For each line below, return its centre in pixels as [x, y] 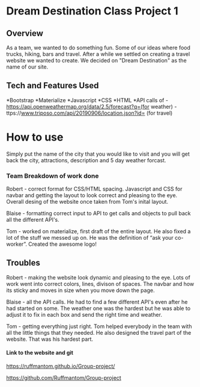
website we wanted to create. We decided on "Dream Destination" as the [97, 60]
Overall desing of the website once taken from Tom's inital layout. [87, 202]
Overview [25, 33]
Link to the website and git [40, 353]
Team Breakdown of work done [53, 175]
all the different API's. [33, 220]
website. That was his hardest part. [50, 339]
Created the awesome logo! [62, 244]
